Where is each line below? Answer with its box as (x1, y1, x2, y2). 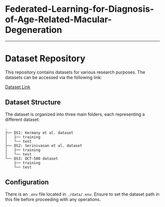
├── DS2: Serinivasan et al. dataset (5, 143, 82, 148)
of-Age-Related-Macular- (5, 14, 112, 25)
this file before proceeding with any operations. (5, 196, 101, 202)
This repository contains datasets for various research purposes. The (5, 69, 146, 75)
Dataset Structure (5, 98, 61, 107)
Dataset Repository (5, 53, 86, 64)
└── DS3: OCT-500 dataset (5, 156, 58, 161)
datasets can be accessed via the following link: (5, 74, 102, 80)
